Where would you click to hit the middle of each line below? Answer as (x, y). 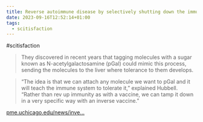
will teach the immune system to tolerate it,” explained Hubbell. (99, 88)
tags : (13, 23)
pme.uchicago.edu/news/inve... (45, 112)
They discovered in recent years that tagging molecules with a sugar (106, 57)
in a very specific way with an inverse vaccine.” (80, 101)
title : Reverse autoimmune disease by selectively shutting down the (96, 12)
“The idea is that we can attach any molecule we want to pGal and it (105, 82)
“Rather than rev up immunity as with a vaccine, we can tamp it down (107, 94)
